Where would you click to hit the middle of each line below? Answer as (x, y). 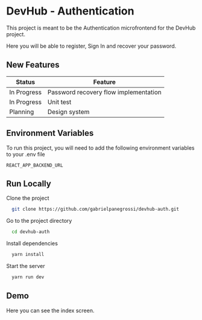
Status (25, 82)
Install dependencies (32, 243)
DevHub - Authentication (70, 11)
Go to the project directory (39, 221)
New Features (33, 65)
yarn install (28, 255)
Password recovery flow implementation (104, 92)
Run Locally (29, 183)
